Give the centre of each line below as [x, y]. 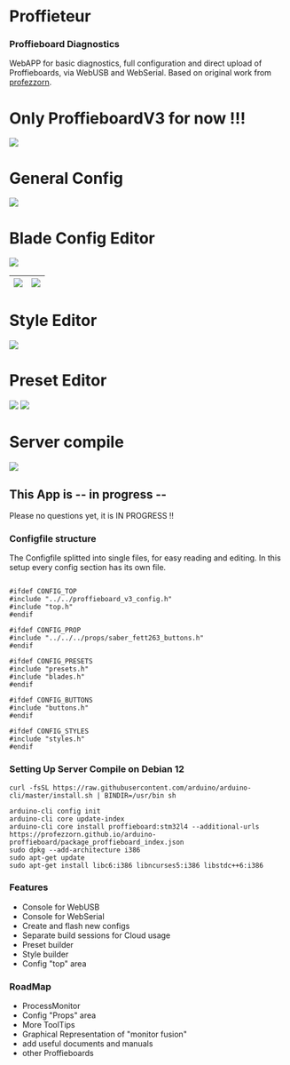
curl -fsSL [29, 788]
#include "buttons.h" [49, 708]
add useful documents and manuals [87, 1044]
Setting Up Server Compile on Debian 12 [97, 769]
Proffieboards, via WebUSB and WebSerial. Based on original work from [141, 73]
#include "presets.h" [49, 669]
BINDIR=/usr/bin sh [140, 795]
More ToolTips [48, 1025]
